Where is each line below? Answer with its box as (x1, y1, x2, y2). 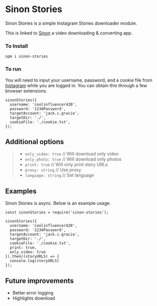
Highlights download (12, 295, 55, 301)
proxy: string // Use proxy (25, 167, 81, 173)
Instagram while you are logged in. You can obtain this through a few (5, 82, 147, 89)
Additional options (5, 137, 64, 146)
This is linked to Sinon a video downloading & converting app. (5, 30, 133, 36)
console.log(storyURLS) (10, 258, 59, 264)
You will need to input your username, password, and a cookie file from (5, 77, 152, 83)
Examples (5, 187, 37, 195)
